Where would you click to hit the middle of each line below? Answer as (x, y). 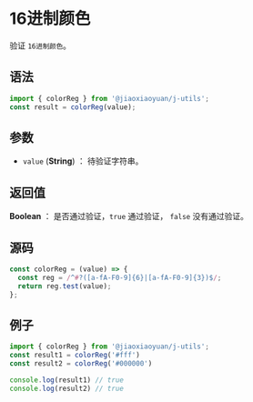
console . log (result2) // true (67, 388)
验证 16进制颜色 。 (40, 45)
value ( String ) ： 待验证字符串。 (83, 161)
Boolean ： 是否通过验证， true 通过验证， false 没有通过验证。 (129, 216)
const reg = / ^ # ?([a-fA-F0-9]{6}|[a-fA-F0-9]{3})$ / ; (120, 277)
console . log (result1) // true (67, 380)
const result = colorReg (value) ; (73, 107)
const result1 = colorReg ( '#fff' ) (75, 356)
